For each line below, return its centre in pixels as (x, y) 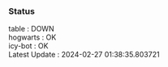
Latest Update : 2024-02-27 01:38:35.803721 (84, 55)
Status (22, 11)
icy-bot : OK (28, 46)
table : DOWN (31, 29)
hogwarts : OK (32, 37)
